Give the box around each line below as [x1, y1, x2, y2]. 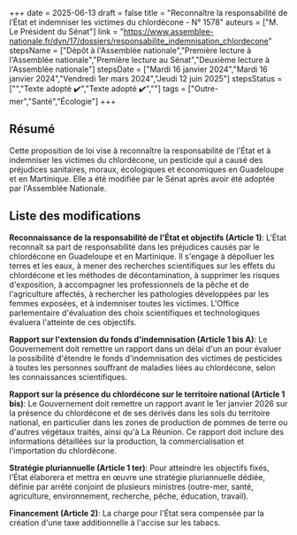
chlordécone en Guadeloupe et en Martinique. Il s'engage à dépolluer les [9, 251, 275, 261]
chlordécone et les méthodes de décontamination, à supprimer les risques [9, 269, 280, 280]
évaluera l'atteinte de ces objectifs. [9, 316, 137, 327]
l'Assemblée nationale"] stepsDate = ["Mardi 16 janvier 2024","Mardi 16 [9, 64, 268, 74]
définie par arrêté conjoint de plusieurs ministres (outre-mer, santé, [9, 481, 254, 492]
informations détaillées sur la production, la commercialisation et [9, 436, 245, 446]
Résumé [9, 121, 56, 136]
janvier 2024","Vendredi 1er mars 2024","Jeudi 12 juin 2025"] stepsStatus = [9, 74, 283, 83]
